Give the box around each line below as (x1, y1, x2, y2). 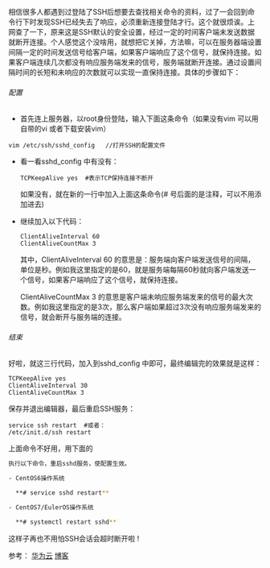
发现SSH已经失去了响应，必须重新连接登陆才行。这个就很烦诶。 (35, 17, 248, 27)
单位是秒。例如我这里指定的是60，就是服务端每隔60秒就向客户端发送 (19, 265, 249, 275)
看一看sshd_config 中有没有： (19, 156, 119, 167)
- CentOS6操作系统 (8, 475, 66, 483)
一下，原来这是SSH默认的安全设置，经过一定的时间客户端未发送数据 (29, 27, 256, 36)
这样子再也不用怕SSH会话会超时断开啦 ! (8, 533, 140, 543)
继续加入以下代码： (19, 217, 84, 226)
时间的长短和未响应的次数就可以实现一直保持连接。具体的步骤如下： (14, 68, 241, 77)
